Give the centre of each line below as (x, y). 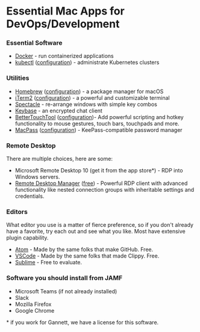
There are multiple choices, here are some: (60, 159)
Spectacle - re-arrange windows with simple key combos (86, 104)
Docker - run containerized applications (64, 56)
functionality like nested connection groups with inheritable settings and (105, 190)
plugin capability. (27, 238)
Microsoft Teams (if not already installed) (66, 291)
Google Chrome (35, 310)
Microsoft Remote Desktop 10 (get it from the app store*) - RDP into (99, 171)
